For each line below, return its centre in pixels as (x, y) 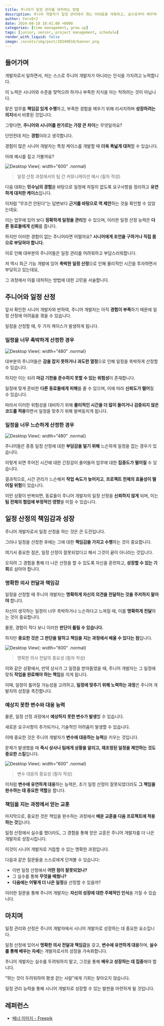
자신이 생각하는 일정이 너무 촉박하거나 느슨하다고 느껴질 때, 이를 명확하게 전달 (79, 611)
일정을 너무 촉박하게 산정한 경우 (40, 340)
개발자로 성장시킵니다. (26, 839)
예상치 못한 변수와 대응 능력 (35, 705)
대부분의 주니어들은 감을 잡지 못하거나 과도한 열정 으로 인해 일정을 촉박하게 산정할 (82, 361)
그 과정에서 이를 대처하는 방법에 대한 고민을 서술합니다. (57, 280)
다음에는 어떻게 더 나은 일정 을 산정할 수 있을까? (56, 882)
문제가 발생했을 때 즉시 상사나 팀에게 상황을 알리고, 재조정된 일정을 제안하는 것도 (81, 748)
